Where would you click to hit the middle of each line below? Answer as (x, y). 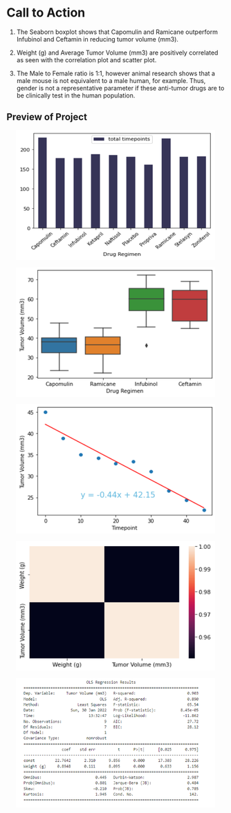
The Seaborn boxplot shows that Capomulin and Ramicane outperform (117, 32)
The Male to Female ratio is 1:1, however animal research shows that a (116, 73)
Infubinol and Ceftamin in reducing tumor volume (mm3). (98, 39)
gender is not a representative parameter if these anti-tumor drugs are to (120, 88)
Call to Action (46, 13)
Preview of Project (47, 117)
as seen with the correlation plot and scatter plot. (86, 59)
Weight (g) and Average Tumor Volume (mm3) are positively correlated (117, 53)
